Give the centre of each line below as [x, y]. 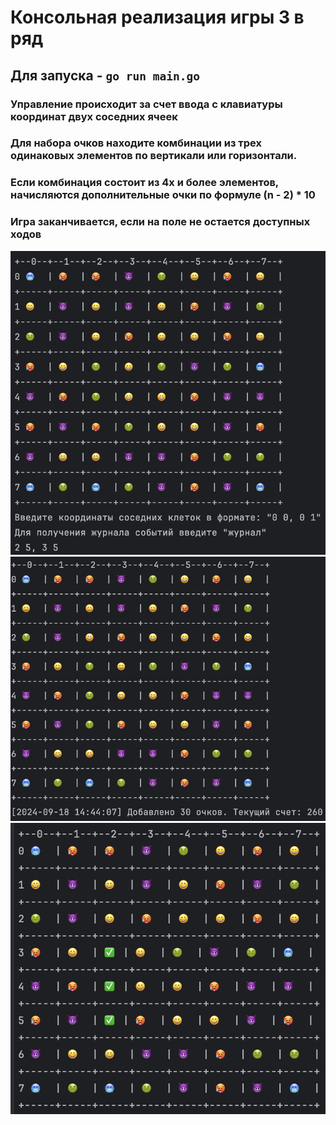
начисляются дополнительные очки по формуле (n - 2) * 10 [163, 195]
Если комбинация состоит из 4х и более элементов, [144, 183]
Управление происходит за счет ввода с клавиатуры [146, 104]
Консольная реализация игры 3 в [157, 17]
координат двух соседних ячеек [94, 116]
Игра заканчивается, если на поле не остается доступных [160, 222]
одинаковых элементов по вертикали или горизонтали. [154, 156]
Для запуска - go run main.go [105, 75]
